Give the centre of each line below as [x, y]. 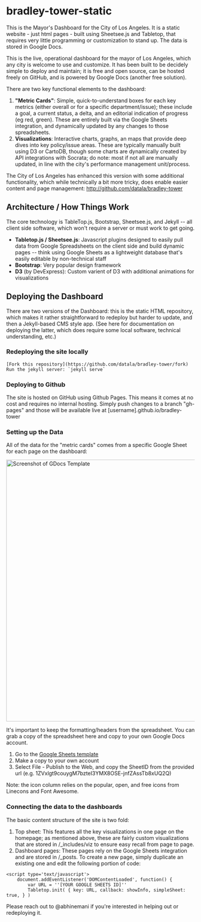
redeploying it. [24, 912]
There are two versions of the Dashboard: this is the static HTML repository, [100, 311]
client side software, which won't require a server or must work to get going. [100, 228]
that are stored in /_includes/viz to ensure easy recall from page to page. [104, 844]
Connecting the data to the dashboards [64, 807]
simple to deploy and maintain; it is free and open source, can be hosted [95, 71]
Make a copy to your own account [57, 760]
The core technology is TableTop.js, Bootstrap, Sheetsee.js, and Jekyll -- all [99, 221]
